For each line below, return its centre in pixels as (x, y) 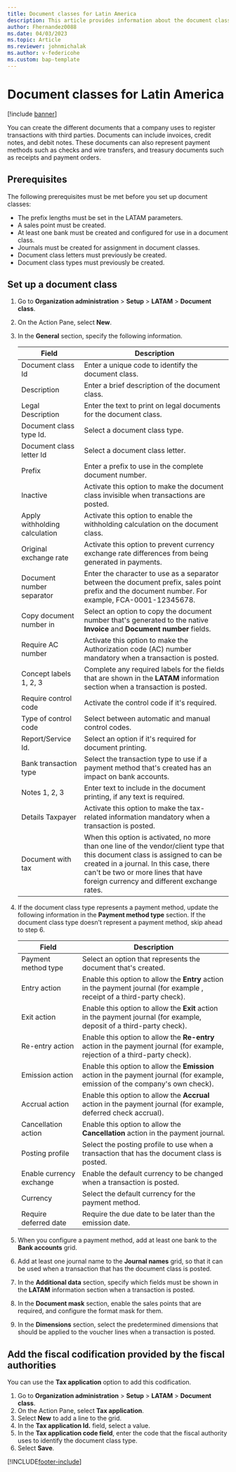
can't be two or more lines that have (143, 873)
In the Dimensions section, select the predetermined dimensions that (118, 1325)
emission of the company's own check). (148, 1084)
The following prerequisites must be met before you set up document (107, 196)
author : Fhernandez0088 (42, 27)
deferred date (44, 1223)
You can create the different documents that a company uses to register (111, 127)
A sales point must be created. (62, 225)
